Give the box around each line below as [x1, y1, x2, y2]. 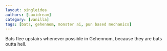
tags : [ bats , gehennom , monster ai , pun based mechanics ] [5, 21, 132, 27]
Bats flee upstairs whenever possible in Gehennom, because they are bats [5, 36, 162, 42]
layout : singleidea [5, 7, 47, 13]
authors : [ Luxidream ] [5, 12, 52, 17]
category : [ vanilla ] [5, 17, 50, 22]
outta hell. [5, 41, 27, 47]
